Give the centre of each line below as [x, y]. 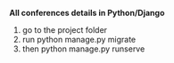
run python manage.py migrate [79, 39]
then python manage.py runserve [83, 49]
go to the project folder [65, 30]
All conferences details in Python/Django [87, 13]
